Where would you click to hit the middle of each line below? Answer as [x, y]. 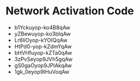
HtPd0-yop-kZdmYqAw [43, 46]
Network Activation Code [70, 11]
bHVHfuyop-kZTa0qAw [43, 52]
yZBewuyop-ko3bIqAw [42, 33]
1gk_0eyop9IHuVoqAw [42, 71]
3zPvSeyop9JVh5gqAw [43, 59]
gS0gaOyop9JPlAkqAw [43, 65]
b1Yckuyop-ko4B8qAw [42, 27]
